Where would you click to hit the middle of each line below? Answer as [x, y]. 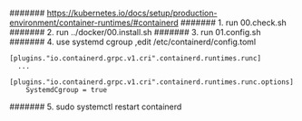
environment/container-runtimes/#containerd [94, 23]
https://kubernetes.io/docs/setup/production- [132, 13]
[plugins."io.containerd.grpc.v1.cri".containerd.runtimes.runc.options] [152, 82]
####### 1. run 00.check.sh [234, 23]
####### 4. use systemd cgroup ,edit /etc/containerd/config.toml [133, 42]
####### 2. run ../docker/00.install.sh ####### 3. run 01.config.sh [135, 32]
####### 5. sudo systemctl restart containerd [96, 107]
